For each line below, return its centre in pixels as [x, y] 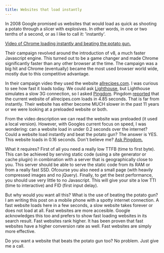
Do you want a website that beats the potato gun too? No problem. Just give [82, 241]
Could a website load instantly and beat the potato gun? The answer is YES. [82, 134]
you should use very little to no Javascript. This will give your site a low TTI [81, 180]
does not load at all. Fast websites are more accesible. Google [68, 210]
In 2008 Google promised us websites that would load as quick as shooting [81, 23]
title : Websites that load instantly [44, 10]
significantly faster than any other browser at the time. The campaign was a [81, 63]
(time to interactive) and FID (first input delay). [52, 185]
